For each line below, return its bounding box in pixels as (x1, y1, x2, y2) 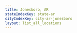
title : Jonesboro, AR (5, 7, 49, 12)
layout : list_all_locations (5, 20, 62, 26)
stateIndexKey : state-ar (5, 12, 55, 16)
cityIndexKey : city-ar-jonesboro (5, 16, 73, 21)
